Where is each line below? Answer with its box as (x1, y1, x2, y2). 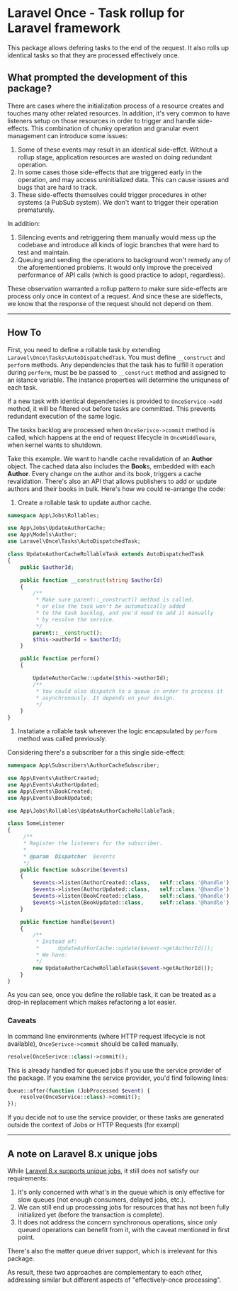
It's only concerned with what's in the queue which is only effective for (17, 1188, 225, 1197)
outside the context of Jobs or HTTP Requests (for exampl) (7, 1121, 180, 1129)
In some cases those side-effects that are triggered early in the (17, 168, 203, 176)
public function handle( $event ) (20, 918, 115, 925)
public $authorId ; (20, 563, 74, 571)
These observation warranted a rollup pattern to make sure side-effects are (7, 284, 228, 293)
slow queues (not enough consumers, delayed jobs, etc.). (17, 1195, 186, 1204)
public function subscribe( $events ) (20, 866, 129, 873)
